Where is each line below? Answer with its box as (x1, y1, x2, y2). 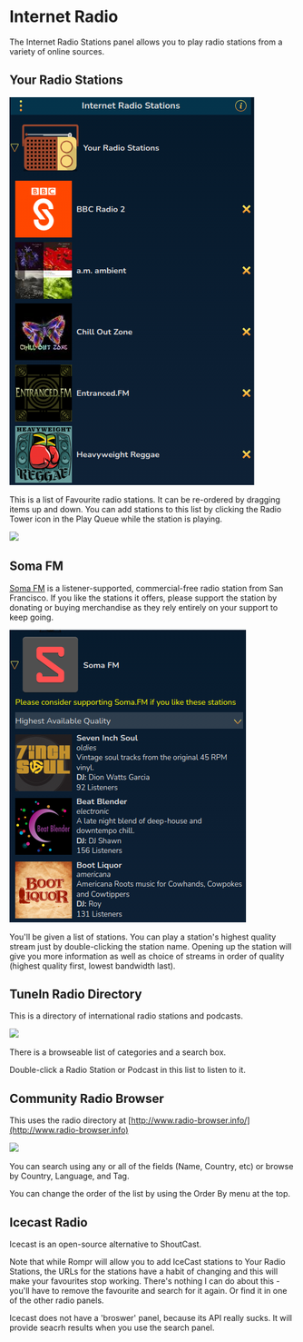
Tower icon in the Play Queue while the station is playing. (9, 513, 223, 524)
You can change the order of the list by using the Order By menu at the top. (9, 1188, 291, 1199)
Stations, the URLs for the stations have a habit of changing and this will (9, 1266, 279, 1277)
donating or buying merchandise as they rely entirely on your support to (9, 601, 279, 612)
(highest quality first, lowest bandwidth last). (9, 960, 176, 971)
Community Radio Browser (9, 1090, 165, 1106)
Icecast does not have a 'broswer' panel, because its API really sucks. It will (9, 1313, 293, 1323)
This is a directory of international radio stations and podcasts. (9, 1010, 243, 1021)
